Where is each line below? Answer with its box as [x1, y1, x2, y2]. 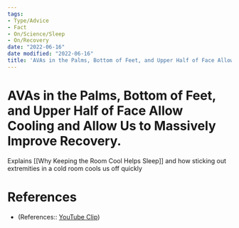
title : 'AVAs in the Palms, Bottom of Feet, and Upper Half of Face [7, 57, 215, 64]
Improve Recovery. [7, 133, 122, 149]
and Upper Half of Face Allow [7, 103, 184, 118]
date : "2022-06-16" [7, 43, 65, 51]
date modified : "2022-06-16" [7, 51, 94, 58]
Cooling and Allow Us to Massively [7, 118, 216, 134]
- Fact [7, 24, 27, 31]
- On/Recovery [7, 37, 50, 44]
